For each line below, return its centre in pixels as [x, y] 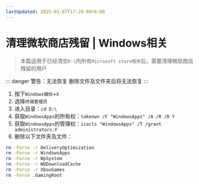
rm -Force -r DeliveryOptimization [50, 148]
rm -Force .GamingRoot [34, 175]
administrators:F [36, 130]
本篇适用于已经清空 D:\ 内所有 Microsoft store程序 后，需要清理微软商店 [107, 61]
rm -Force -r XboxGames [35, 170]
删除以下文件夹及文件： [43, 136]
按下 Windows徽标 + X [37, 94]
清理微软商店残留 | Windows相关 [87, 43]
